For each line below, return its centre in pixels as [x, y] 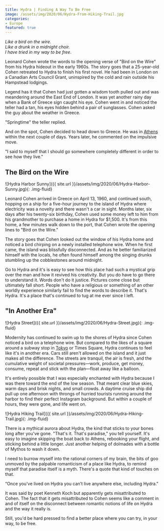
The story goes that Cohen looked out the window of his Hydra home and [79, 239]
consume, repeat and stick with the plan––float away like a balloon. [73, 369]
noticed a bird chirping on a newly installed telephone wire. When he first [79, 244]
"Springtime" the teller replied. [36, 122]
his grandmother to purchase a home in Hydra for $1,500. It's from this [76, 219]
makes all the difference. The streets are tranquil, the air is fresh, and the [78, 358]
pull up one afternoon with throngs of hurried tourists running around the [78, 393]
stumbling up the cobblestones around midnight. [54, 260]
